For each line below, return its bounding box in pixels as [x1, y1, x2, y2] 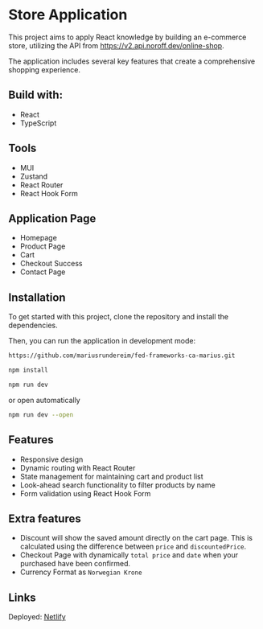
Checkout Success [19, 259, 83, 269]
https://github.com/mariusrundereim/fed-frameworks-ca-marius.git [8, 351, 236, 360]
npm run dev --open [8, 410, 74, 419]
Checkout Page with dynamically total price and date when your [19, 550, 239, 560]
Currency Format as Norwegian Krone [19, 567, 142, 577]
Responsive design [19, 454, 84, 464]
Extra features [8, 512, 82, 525]
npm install [8, 366, 48, 375]
